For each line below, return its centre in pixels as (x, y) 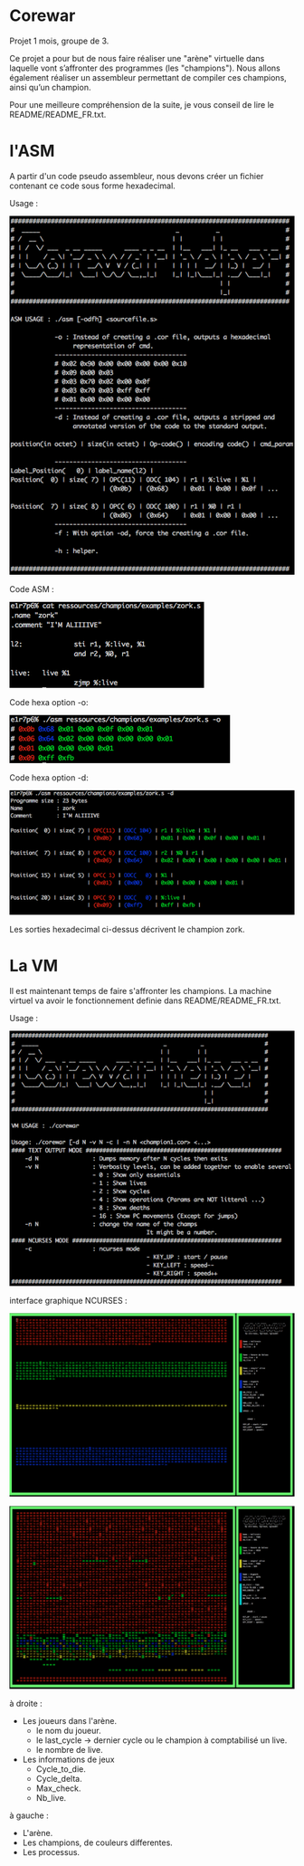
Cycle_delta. (59, 1779)
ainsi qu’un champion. (50, 87)
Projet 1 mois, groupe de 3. (59, 41)
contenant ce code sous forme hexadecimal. (93, 186)
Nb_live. (51, 1798)
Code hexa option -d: (49, 777)
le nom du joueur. (68, 1731)
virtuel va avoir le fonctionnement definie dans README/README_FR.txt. (146, 1000)
